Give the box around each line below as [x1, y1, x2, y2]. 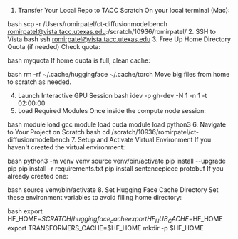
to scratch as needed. [7, 78, 72, 86]
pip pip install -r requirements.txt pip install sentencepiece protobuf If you [7, 164, 224, 173]
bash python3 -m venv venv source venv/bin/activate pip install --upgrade [7, 156, 226, 165]
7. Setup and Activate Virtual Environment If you [71, 135, 212, 144]
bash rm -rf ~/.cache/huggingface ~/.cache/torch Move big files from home [7, 70, 230, 78]
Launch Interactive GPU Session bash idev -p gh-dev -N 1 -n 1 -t [17, 92, 207, 100]
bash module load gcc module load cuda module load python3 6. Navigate [7, 120, 227, 129]
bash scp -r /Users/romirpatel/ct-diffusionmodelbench [7, 20, 167, 28]
